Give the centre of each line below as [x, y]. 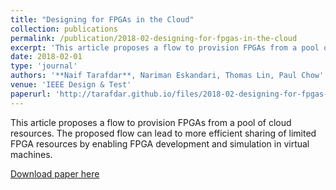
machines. [31, 154]
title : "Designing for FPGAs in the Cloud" [102, 19]
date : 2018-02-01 [46, 57]
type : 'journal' [44, 66]
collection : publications [64, 29]
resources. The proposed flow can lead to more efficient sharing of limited [163, 133]
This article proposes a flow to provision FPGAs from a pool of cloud [151, 122]
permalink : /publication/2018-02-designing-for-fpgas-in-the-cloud [154, 38]
